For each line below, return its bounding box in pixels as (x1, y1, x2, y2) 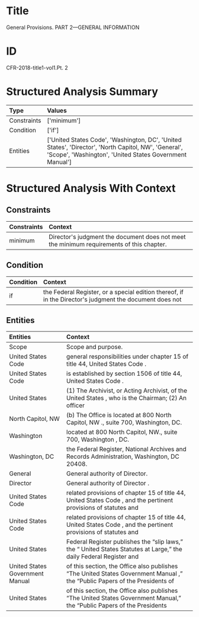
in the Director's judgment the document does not (43, 295, 182, 303)
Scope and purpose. (66, 343, 123, 351)
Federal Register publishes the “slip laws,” (66, 538, 184, 546)
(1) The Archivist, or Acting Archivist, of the (66, 386, 188, 395)
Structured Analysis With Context (6, 182, 176, 195)
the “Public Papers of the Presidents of (66, 577, 175, 585)
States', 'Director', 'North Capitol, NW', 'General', (47, 143, 183, 151)
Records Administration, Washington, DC (66, 452, 179, 461)
